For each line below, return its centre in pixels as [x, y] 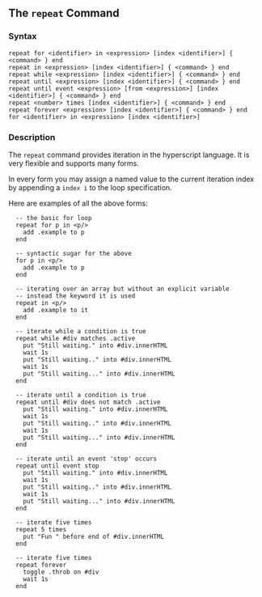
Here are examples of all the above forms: [78, 203]
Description [32, 137]
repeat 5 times [41, 529]
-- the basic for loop [54, 218]
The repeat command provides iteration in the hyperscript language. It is [129, 155]
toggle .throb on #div [61, 572]
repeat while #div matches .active [76, 338]
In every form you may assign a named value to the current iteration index [131, 179]
